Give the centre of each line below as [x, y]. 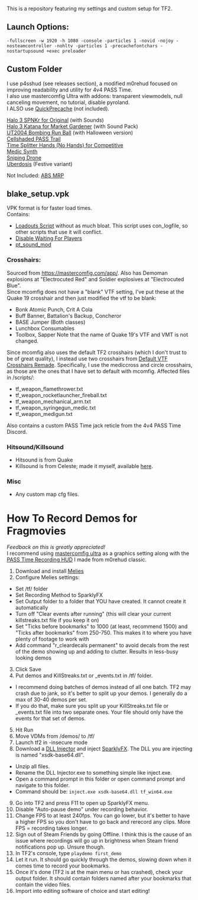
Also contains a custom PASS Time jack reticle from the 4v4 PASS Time [94, 425]
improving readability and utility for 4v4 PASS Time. [69, 90]
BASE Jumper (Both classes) [50, 322]
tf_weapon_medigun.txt [44, 414]
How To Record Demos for [72, 518]
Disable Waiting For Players [48, 238]
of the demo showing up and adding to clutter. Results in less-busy [97, 652]
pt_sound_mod [33, 245]
